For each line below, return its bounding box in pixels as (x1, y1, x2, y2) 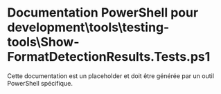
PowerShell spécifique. (7, 79, 73, 87)
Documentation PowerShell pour (7, 5, 199, 21)
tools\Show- (7, 35, 80, 50)
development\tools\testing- (7, 19, 170, 35)
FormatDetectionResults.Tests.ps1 (7, 49, 211, 65)
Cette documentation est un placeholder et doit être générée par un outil (7, 71, 215, 80)
